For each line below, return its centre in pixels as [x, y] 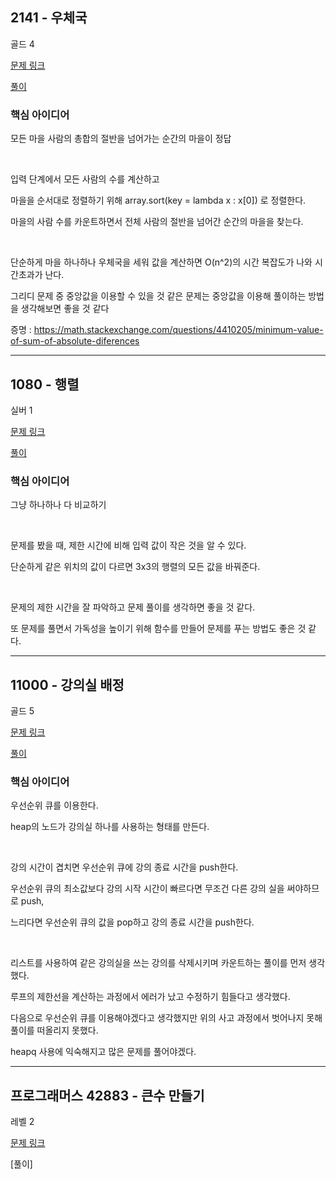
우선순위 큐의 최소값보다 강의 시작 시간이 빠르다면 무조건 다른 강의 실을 [147, 889]
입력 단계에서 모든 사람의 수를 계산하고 [85, 179]
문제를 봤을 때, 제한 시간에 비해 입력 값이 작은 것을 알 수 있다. [128, 545]
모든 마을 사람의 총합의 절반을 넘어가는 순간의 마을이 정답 [121, 139]
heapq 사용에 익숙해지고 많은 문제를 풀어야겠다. [103, 1052]
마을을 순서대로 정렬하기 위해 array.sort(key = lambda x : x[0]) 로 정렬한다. [158, 200]
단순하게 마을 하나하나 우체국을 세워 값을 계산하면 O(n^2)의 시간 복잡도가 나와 [161, 262]
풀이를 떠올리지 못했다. [54, 1030]
